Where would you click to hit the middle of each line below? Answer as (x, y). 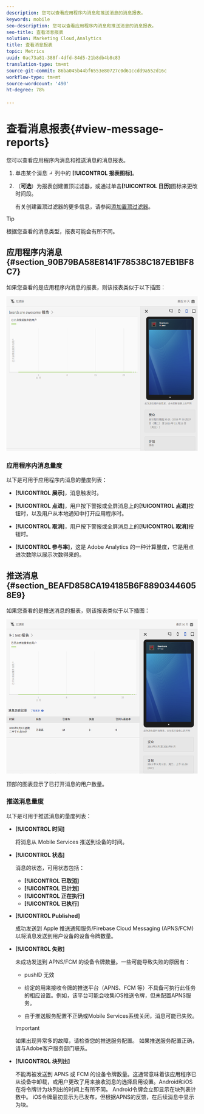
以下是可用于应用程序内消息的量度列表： (57, 480)
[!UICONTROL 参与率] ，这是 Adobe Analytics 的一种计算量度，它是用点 (104, 547)
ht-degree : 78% (25, 90)
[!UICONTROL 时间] (40, 829)
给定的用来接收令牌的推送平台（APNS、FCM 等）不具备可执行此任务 (110, 987)
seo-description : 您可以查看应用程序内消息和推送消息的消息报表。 (81, 26)
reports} (28, 143)
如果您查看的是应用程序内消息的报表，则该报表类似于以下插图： (86, 287)
